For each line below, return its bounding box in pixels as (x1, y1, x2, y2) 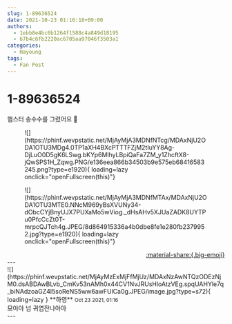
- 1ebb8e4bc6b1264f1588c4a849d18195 (13, 29, 119, 37)
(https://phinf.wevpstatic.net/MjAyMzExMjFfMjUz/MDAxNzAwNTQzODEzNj (7, 272, 222, 281)
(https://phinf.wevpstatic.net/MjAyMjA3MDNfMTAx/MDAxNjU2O (24, 193, 207, 201)
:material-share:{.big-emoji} (146, 250, 225, 259)
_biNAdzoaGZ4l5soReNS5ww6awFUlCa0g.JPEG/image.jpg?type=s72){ (7, 287, 211, 295)
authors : (7, 23, 32, 30)
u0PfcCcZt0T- (24, 215, 66, 223)
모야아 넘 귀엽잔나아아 (7, 304, 67, 312)
